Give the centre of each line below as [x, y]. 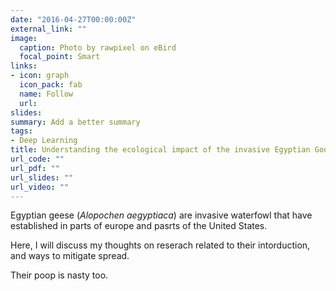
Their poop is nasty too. [59, 275]
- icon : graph [40, 76]
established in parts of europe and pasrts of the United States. [139, 226]
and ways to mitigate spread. [70, 256]
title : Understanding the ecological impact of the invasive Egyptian [160, 150]
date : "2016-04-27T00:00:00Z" [73, 19]
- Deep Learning [44, 141]
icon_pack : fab [51, 85]
